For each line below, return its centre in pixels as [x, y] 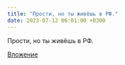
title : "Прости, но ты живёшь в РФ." [63, 14]
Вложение [23, 54]
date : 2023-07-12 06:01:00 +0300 [56, 20]
